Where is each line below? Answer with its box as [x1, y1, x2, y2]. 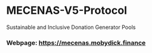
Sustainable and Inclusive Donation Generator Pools [6, 23, 136, 31]
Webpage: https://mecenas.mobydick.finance [6, 39, 146, 47]
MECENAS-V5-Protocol [6, 4, 127, 17]
